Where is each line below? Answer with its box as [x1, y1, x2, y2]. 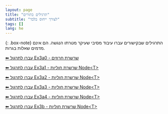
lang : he [5, 26, 24, 31]
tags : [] [5, 21, 24, 27]
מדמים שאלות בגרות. [5, 45, 45, 51]
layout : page [5, 7, 33, 13]
